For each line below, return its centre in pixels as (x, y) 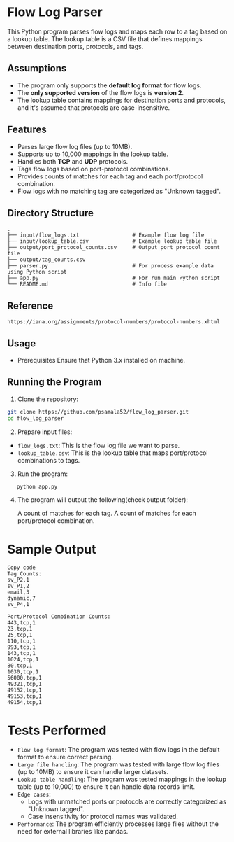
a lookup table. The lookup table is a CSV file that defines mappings (105, 38)
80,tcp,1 (20, 666)
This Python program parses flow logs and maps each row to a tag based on (117, 31)
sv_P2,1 (19, 580)
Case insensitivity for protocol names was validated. (103, 817)
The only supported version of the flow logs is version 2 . (100, 92)
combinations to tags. (49, 460)
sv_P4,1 (19, 605)
